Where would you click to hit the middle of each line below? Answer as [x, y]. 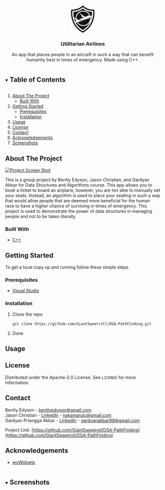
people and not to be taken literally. [41, 217]
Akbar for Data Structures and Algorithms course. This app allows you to [79, 185]
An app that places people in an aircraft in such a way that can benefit [83, 55]
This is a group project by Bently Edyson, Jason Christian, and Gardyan [78, 180]
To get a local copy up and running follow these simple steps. [67, 267]
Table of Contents [37, 80]
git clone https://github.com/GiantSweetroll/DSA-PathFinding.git [82, 324]
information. [17, 382]
